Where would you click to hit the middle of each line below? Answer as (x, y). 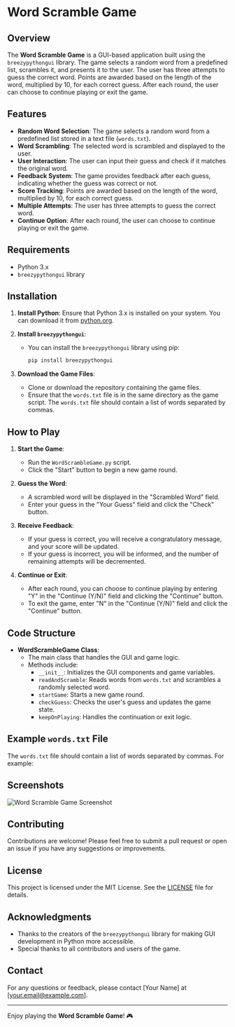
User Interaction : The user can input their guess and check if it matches (121, 161)
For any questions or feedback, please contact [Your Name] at (97, 987)
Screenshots (36, 785)
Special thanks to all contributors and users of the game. (99, 948)
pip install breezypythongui (70, 361)
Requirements (38, 250)
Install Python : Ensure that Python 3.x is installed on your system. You (119, 313)
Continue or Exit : (42, 575)
